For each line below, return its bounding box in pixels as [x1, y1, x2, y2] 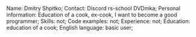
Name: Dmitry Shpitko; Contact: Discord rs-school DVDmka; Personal [6, 5, 181, 12]
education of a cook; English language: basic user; [6, 24, 133, 31]
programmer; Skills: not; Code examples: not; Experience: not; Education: [6, 18, 191, 25]
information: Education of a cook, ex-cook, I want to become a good [6, 11, 178, 18]
